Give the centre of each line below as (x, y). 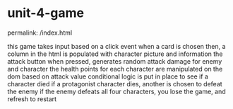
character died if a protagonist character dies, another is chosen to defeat (115, 84)
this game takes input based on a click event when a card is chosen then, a (116, 46)
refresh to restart (32, 99)
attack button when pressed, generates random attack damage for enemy (115, 61)
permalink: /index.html (40, 33)
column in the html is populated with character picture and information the (115, 54)
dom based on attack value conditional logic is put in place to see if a (108, 76)
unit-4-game (46, 13)
